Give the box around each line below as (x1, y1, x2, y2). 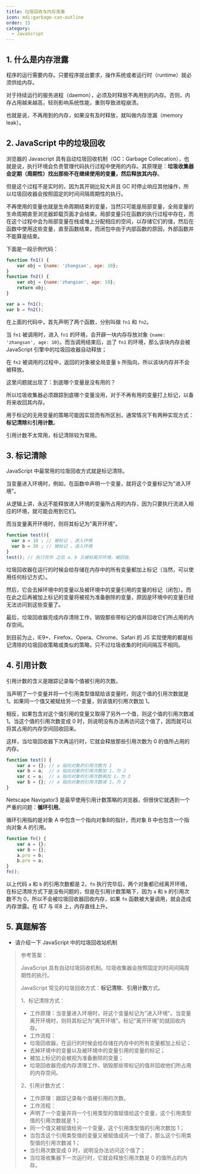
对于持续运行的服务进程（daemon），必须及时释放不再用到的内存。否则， (6, 91, 186, 98)
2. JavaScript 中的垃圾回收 (6, 138, 105, 148)
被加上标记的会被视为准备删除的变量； (29, 1054, 124, 1061)
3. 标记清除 (6, 451, 47, 461)
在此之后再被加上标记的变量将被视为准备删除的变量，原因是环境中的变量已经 (6, 594, 194, 601)
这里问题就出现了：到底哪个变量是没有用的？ (6, 378, 116, 386)
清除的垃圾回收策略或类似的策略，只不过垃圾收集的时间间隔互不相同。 (11, 641, 183, 648)
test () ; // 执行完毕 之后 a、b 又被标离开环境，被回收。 (6, 554, 133, 560)
